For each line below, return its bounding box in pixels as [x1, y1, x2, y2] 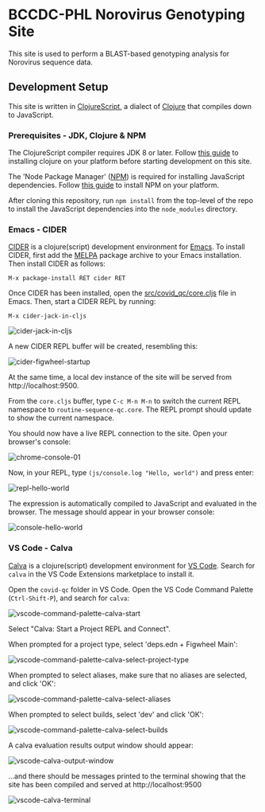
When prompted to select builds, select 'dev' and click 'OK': [8, 709, 205, 719]
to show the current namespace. [8, 413, 115, 423]
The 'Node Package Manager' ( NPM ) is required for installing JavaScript [8, 172, 245, 182]
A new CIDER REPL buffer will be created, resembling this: [8, 342, 198, 351]
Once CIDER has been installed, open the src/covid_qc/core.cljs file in [8, 288, 236, 298]
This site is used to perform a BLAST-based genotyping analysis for [8, 49, 230, 58]
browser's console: [8, 437, 71, 447]
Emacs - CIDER [8, 224, 67, 235]
